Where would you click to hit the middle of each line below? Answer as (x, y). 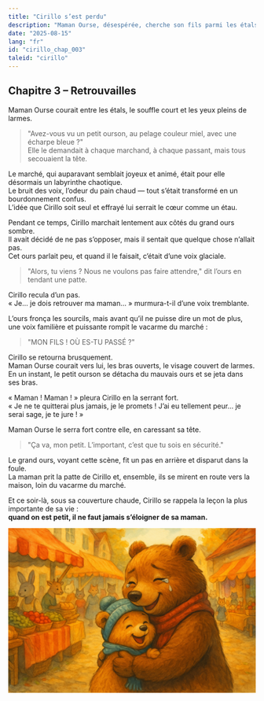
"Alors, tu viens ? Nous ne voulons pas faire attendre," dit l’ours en (134, 271)
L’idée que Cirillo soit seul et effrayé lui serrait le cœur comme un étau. (123, 207)
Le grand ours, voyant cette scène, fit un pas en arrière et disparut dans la (128, 459)
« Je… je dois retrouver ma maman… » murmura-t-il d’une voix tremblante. (129, 303)
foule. (18, 468)
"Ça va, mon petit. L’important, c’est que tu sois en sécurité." (125, 445)
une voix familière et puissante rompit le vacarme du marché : (108, 327)
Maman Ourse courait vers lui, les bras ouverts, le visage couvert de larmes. (132, 365)
